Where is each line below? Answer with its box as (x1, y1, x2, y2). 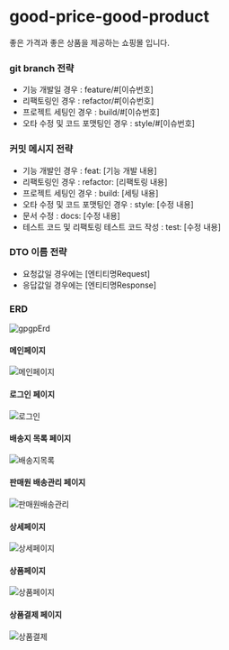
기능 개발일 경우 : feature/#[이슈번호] (22, 84, 154, 96)
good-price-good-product (9, 6, 209, 27)
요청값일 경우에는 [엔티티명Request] (22, 268, 151, 279)
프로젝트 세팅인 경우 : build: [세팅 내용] (22, 188, 159, 198)
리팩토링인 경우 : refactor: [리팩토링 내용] (22, 176, 168, 187)
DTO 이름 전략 (9, 246, 67, 259)
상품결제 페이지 (9, 609, 63, 619)
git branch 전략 (9, 61, 75, 74)
